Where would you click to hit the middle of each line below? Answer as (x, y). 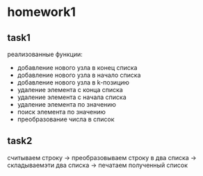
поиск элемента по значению (62, 112)
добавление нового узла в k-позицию (73, 82)
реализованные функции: (45, 54)
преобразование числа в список (66, 119)
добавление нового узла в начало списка (79, 75)
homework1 (42, 12)
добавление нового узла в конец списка (77, 68)
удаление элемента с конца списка (70, 90)
